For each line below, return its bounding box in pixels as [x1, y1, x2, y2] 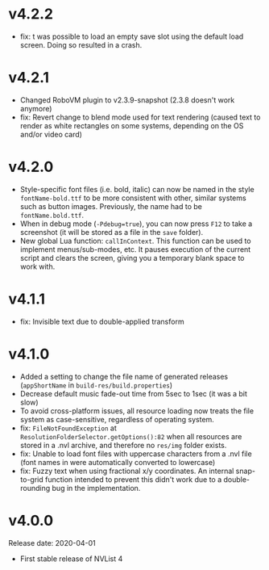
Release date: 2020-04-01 [8, 538, 97, 547]
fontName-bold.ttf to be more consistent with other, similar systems [19, 193, 247, 203]
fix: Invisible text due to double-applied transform [19, 316, 184, 326]
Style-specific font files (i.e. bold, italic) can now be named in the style [19, 184, 255, 194]
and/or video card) [19, 129, 83, 139]
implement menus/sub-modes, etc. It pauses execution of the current [19, 244, 251, 254]
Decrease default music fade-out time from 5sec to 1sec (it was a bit [19, 388, 248, 398]
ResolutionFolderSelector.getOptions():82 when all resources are [19, 431, 242, 441]
